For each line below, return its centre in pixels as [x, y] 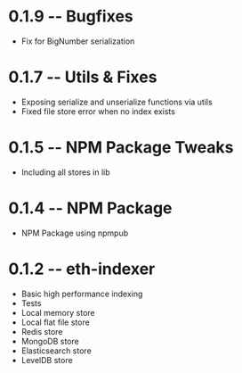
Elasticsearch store [56, 351]
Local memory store [58, 312]
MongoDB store [50, 341]
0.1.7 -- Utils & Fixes [83, 77]
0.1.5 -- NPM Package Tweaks [121, 148]
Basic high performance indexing [82, 294]
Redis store [42, 331]
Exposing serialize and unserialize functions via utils [117, 102]
